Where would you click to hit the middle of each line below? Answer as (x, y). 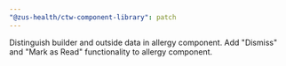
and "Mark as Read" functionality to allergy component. (111, 51)
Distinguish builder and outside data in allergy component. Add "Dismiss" (143, 42)
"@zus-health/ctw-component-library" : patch (93, 17)
